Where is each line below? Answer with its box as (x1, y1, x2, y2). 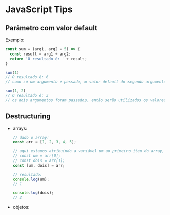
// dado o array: (12, 135, 50, 140)
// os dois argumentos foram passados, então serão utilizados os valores (5, 97, 166, 103)
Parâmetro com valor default (5, 24, 97, 32)
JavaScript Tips (5, 4, 73, 15)
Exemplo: (5, 37, 25, 43)
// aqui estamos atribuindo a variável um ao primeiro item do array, (12, 149, 165, 154)
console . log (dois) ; (12, 190, 54, 195)
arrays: (12, 125, 28, 131)
